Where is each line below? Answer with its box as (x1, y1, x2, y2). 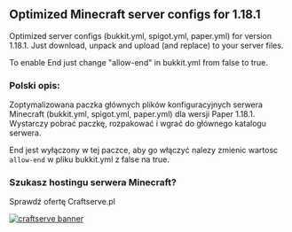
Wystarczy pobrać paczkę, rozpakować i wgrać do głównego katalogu (9, 119, 267, 129)
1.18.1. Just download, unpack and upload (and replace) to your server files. (9, 40, 284, 50)
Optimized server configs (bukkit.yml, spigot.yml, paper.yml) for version (9, 30, 272, 41)
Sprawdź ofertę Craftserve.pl (9, 197, 115, 207)
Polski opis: (9, 79, 60, 91)
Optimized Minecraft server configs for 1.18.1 (9, 7, 261, 22)
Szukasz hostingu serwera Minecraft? (9, 176, 178, 189)
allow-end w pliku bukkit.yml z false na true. (9, 154, 170, 165)
